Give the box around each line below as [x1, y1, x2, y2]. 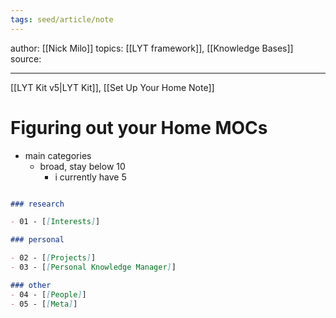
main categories [24, 149, 92, 161]
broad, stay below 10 [39, 160, 126, 172]
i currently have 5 [54, 171, 127, 183]
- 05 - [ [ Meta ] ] [10, 299, 78, 309]
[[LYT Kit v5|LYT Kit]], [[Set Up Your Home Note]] [10, 81, 215, 93]
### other [10, 280, 52, 290]
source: [10, 52, 42, 65]
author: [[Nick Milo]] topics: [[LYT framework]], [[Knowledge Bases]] [10, 42, 294, 54]
